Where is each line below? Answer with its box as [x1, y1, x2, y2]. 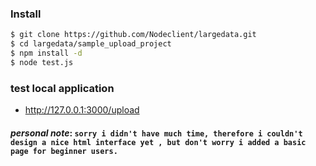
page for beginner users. [10, 146, 118, 156]
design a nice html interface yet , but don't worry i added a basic [10, 137, 307, 147]
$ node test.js [10, 57, 74, 67]
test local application [10, 81, 115, 95]
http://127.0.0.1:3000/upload [24, 104, 140, 116]
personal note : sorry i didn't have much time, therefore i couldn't [10, 127, 303, 139]
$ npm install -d [10, 48, 83, 59]
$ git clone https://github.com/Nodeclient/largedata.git [10, 30, 257, 40]
